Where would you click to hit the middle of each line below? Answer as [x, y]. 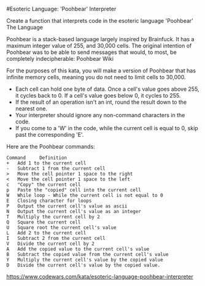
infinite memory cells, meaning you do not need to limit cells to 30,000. [96, 77]
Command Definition [37, 158]
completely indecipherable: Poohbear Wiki [60, 59]
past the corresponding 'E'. [49, 135]
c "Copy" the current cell [44, 185]
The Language [25, 27]
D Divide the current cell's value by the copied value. [83, 265]
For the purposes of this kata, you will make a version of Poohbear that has [101, 71]
